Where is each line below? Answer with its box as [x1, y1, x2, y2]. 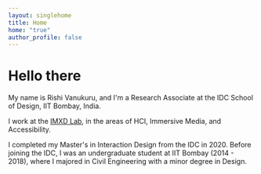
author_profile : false [8, 33, 82, 42]
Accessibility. [8, 125, 51, 134]
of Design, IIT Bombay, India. [8, 101, 102, 111]
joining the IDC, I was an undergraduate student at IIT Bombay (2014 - [8, 148, 234, 158]
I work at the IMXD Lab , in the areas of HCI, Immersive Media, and [8, 117, 222, 126]
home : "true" [8, 26, 51, 34]
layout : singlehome [8, 11, 72, 20]
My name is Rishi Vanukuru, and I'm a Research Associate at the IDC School [8, 93, 253, 103]
